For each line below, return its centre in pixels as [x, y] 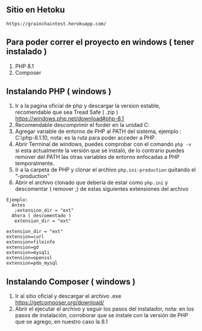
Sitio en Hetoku [36, 10]
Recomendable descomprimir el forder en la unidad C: [82, 125]
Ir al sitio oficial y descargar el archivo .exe [68, 296]
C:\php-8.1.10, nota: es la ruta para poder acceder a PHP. [85, 138]
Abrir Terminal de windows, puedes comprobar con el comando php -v [103, 144]
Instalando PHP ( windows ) [59, 92]
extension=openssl [29, 258]
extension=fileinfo [31, 242]
